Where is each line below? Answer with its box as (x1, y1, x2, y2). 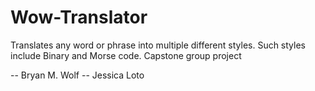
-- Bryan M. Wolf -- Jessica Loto (10, 69, 145, 81)
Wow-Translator (10, 6, 148, 29)
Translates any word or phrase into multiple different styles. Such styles (10, 39, 306, 51)
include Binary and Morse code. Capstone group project (10, 49, 242, 61)
